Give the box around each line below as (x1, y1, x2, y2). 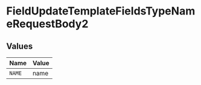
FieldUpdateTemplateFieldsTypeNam (6, 4, 196, 18)
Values (6, 41, 33, 51)
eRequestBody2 (6, 17, 89, 31)
